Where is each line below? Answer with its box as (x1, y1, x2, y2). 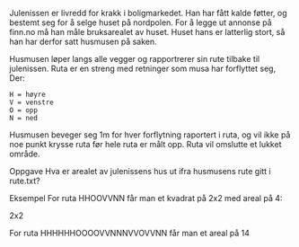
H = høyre (9, 90, 47, 99)
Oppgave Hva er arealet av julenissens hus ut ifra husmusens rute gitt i (9, 166, 271, 176)
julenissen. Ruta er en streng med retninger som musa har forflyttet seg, (9, 63, 277, 74)
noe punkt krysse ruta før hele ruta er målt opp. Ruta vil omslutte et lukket (9, 139, 282, 149)
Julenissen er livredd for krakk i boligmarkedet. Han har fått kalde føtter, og (9, 8, 287, 18)
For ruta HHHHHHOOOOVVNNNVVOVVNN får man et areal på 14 (9, 228, 250, 238)
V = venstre (9, 98, 54, 107)
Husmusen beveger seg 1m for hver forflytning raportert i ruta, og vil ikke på (9, 129, 291, 140)
